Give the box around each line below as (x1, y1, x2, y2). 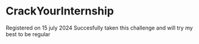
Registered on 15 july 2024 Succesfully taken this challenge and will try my (5, 24, 193, 31)
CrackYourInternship (5, 4, 114, 18)
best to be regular (5, 30, 51, 37)
